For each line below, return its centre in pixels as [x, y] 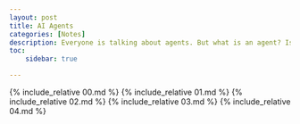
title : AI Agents [42, 26]
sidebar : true [51, 59]
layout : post [33, 17]
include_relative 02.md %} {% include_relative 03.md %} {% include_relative [150, 102]
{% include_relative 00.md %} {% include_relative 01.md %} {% [126, 92]
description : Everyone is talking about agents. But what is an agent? [145, 42]
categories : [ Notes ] [48, 34]
